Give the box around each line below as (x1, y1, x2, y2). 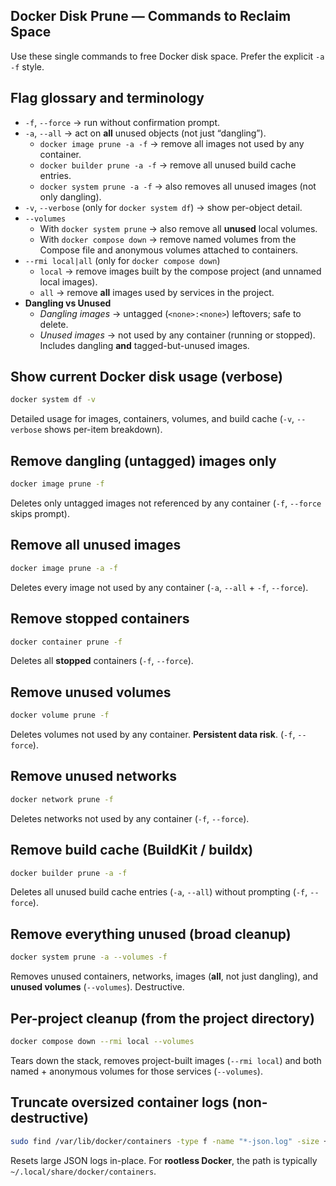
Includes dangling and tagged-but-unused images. (39, 339, 250, 351)
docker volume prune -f (10, 710, 110, 721)
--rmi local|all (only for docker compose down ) (24, 254, 221, 266)
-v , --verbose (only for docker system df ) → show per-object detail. (24, 201, 303, 213)
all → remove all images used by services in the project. (39, 286, 275, 298)
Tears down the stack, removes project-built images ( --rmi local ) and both (10, 1054, 322, 1066)
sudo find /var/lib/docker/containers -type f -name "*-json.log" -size (10, 1136, 320, 1146)
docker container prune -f (10, 637, 123, 647)
